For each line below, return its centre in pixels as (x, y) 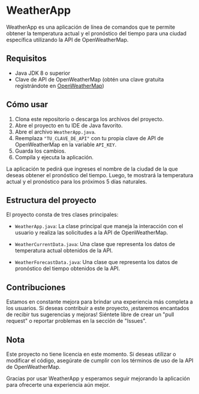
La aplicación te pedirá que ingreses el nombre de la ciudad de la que (92, 169)
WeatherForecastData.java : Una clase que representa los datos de (96, 262)
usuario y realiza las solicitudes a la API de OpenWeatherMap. (91, 233)
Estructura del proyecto (52, 200)
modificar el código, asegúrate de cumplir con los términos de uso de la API (100, 360)
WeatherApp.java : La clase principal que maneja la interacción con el (99, 226)
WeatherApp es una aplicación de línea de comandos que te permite (91, 27)
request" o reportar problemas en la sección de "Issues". (76, 321)
